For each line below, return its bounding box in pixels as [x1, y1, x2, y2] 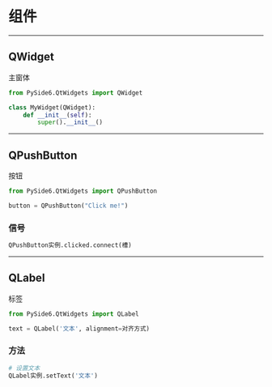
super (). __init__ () [37, 118, 104, 126]
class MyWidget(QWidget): [8, 103, 96, 112]
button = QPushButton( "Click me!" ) [8, 202, 129, 210]
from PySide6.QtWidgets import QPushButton [8, 187, 158, 195]
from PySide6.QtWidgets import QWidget [8, 88, 143, 97]
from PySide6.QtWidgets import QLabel [8, 309, 139, 318]
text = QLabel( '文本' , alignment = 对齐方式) [8, 325, 151, 333]
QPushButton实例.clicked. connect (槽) [8, 241, 132, 249]
